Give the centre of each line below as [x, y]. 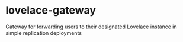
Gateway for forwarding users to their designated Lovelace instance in [91, 27]
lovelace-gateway [51, 10]
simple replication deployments [44, 33]
